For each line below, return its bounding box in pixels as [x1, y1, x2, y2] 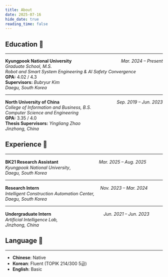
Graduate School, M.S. [5, 63, 52, 69]
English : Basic [12, 266, 42, 272]
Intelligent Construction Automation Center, [5, 190, 95, 196]
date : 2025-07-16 [5, 12, 41, 17]
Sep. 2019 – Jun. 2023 [116, 99, 163, 105]
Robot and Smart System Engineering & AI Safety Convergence [5, 69, 136, 75]
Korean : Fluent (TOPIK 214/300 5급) [12, 260, 87, 266]
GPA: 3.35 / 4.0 [5, 115, 37, 121]
